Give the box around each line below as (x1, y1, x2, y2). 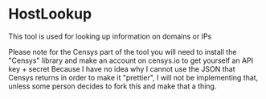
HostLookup (8, 5, 92, 23)
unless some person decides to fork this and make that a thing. (8, 81, 217, 91)
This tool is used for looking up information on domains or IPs (8, 31, 212, 41)
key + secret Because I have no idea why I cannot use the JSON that (8, 64, 235, 73)
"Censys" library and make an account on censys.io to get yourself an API (8, 56, 254, 65)
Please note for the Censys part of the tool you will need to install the (8, 47, 237, 56)
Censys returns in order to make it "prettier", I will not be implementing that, (8, 72, 259, 82)
